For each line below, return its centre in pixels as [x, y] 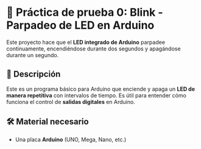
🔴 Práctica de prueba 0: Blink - [85, 12]
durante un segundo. [33, 55]
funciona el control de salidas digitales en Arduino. [71, 102]
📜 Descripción [33, 74]
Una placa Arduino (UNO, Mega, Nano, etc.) [71, 139]
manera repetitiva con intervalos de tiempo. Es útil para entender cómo [97, 95]
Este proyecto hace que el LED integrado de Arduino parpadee [86, 42]
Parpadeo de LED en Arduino [80, 25]
